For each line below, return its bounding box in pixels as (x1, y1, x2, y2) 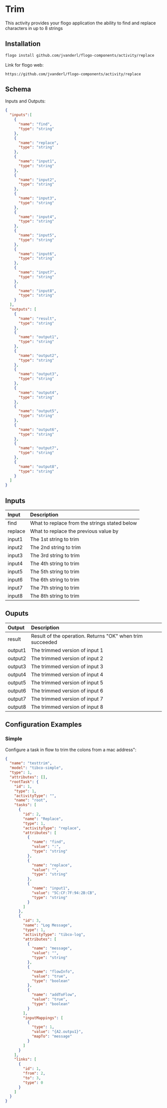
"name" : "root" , (14, 798, 48, 803)
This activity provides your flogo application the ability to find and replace (5, 20, 156, 26)
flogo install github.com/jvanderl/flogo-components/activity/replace (5, 53, 155, 58)
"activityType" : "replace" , (23, 825, 81, 831)
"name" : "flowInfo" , (31, 969, 75, 974)
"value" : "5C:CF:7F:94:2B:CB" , (31, 890, 97, 895)
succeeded (31, 639, 57, 646)
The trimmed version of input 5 (31, 679, 103, 686)
